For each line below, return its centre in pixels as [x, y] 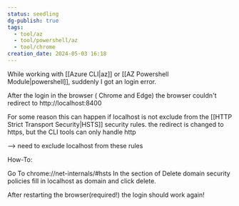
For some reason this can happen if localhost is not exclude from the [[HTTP [120, 117]
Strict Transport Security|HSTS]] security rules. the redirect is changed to [116, 124]
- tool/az [28, 34]
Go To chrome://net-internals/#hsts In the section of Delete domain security [119, 173]
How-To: [20, 159]
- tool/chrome [35, 47]
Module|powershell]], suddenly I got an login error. [82, 81]
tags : [15, 27]
